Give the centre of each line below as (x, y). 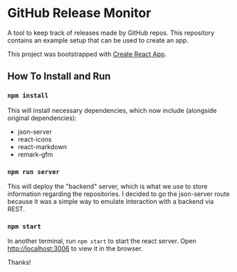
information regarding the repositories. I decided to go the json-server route (118, 194)
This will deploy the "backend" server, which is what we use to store (107, 186)
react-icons (35, 139)
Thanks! (19, 262)
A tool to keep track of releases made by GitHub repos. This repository (111, 33)
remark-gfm (35, 154)
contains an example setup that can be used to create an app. (98, 40)
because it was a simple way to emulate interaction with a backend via (111, 201)
